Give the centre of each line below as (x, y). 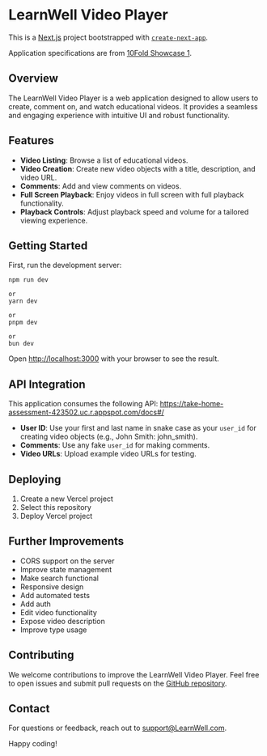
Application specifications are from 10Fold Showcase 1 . (100, 53)
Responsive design (52, 586)
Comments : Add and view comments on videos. (101, 186)
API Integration (47, 384)
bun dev (21, 344)
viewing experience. (54, 220)
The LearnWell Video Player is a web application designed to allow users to (133, 98)
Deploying (35, 479)
